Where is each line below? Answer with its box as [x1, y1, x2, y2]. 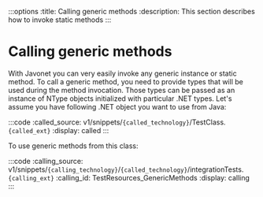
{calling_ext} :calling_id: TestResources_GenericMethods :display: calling [8, 173, 250, 182]
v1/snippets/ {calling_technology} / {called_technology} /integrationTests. [8, 165, 244, 174]
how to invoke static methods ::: [8, 15, 112, 24]
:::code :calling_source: [8, 156, 83, 165]
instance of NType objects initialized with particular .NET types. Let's [8, 94, 232, 103]
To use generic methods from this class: [8, 141, 139, 151]
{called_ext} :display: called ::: [8, 125, 109, 135]
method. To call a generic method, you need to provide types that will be [8, 76, 244, 86]
